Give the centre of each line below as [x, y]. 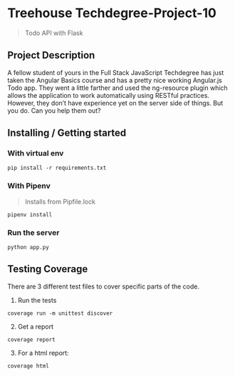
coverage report [31, 340]
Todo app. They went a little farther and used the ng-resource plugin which [117, 88]
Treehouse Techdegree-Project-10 [112, 13]
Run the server [33, 232]
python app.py [28, 248]
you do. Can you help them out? [54, 110]
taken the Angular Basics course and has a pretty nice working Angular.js [115, 80]
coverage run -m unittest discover [60, 313]
